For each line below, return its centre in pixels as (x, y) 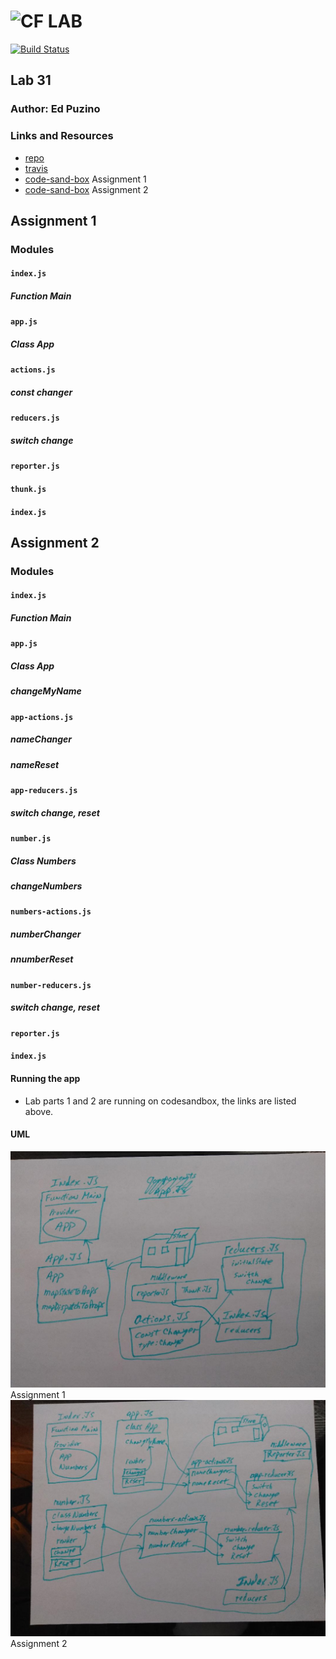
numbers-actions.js (51, 912)
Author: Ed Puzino (55, 109)
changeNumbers (46, 886)
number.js (31, 839)
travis (36, 168)
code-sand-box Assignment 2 (86, 189)
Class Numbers (43, 861)
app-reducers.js (44, 791)
